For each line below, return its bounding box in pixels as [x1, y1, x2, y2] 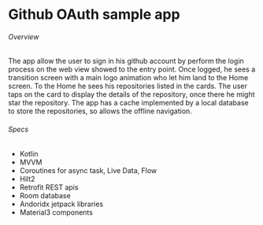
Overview [8, 31, 39, 41]
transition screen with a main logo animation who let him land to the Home [8, 73, 249, 83]
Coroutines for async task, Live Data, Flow [19, 165, 157, 175]
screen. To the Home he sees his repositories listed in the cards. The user [8, 81, 248, 91]
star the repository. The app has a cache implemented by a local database [8, 98, 250, 108]
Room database [19, 190, 71, 200]
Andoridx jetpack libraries [19, 199, 104, 208]
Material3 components [19, 207, 93, 217]
